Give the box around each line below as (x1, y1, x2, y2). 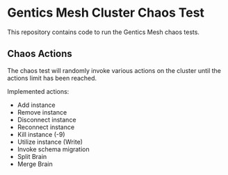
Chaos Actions (7, 48, 73, 60)
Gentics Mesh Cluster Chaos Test (7, 5, 205, 21)
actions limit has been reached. (7, 74, 97, 82)
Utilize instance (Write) (17, 137, 83, 146)
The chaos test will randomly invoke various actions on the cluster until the (7, 66, 221, 74)
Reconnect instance (17, 123, 75, 131)
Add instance (17, 101, 56, 109)
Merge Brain (17, 160, 54, 168)
